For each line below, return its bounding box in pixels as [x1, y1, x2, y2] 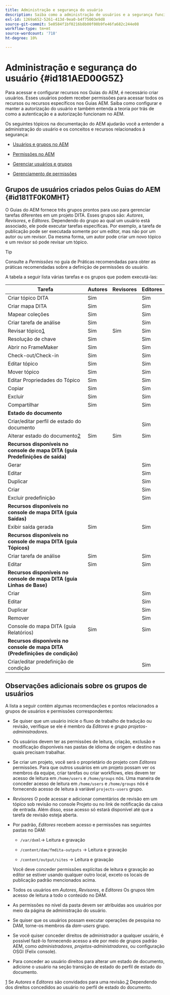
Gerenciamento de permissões [12, 171, 77, 177]
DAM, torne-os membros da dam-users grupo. [12, 923, 110, 929]
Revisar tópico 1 [8, 327, 46, 334]
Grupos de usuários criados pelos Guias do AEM [5, 185, 161, 194]
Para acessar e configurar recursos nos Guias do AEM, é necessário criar [5, 89, 158, 95]
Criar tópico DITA [8, 294, 49, 301]
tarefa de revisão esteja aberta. [12, 812, 78, 818]
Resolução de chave [8, 335, 56, 342]
